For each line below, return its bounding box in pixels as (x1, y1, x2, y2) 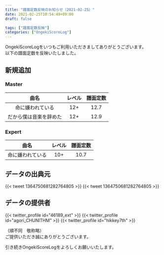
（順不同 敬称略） (5, 227, 44, 233)
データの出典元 (5, 170, 51, 178)
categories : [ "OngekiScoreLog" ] (5, 30, 71, 35)
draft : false (5, 16, 32, 21)
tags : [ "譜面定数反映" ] (5, 25, 49, 30)
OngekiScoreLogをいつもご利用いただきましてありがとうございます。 (5, 44, 147, 50)
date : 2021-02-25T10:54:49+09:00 (5, 12, 74, 17)
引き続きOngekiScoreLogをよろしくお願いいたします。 (5, 244, 117, 250)
